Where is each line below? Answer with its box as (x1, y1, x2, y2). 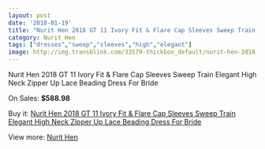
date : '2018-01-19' (8, 19, 73, 27)
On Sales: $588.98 (8, 94, 71, 102)
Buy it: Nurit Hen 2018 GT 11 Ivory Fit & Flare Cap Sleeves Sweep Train (8, 109, 237, 118)
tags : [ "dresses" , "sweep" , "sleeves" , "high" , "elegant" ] (8, 41, 192, 49)
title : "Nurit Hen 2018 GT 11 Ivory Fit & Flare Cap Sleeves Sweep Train (8, 26, 256, 34)
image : (8, 48, 30, 56)
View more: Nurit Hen (8, 132, 79, 142)
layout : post (8, 11, 51, 20)
